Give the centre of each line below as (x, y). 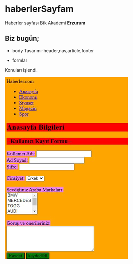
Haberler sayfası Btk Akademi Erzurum (45, 23)
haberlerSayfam (39, 9)
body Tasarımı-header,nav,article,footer (53, 50)
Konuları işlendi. (22, 70)
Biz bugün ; (22, 39)
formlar (20, 60)
